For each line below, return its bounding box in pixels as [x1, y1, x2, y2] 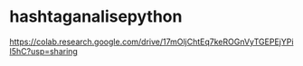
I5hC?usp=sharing [9, 45, 79, 56]
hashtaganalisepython [9, 6, 183, 27]
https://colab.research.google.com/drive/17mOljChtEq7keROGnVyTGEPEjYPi [9, 36, 294, 47]
